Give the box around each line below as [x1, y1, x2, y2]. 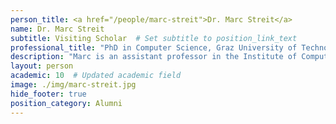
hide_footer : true [10, 89, 87, 99]
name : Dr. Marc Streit [10, 24, 105, 34]
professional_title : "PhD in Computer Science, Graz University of [10, 42, 298, 53]
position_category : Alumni [10, 98, 123, 108]
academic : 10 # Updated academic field [10, 71, 182, 81]
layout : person [10, 61, 74, 71]
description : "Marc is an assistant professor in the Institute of [10, 52, 298, 62]
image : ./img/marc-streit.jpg [10, 80, 137, 90]
